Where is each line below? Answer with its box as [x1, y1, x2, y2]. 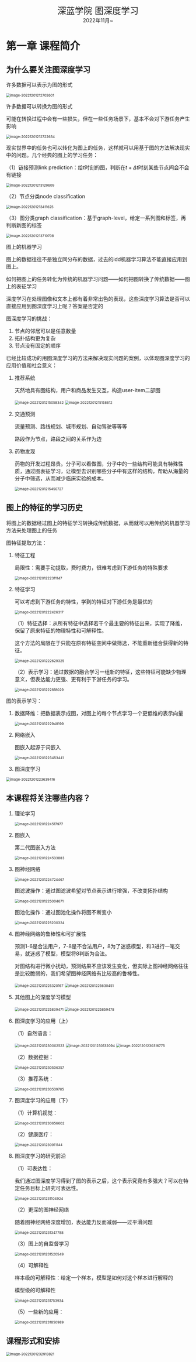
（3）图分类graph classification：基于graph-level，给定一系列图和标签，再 [6, 214, 187, 221]
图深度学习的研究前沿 [14, 1152, 66, 1159]
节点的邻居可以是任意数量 [14, 328, 76, 334]
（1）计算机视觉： [14, 1109, 58, 1116]
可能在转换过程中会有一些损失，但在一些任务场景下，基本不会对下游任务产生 [6, 115, 190, 122]
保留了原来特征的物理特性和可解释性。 [14, 627, 107, 634]
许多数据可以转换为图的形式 [6, 103, 73, 109]
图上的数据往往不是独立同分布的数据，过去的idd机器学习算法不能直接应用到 [6, 256, 188, 263]
